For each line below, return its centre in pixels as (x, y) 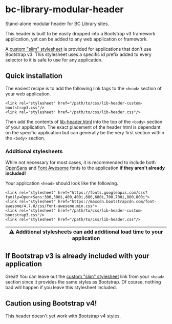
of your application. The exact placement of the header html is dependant (83, 127)
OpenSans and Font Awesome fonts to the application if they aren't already (85, 168)
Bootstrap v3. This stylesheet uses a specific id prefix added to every (79, 54)
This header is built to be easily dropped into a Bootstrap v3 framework (80, 33)
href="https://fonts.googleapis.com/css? (103, 193)
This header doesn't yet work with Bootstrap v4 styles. (63, 316)
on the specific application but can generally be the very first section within (85, 132)
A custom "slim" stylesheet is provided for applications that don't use (79, 49)
